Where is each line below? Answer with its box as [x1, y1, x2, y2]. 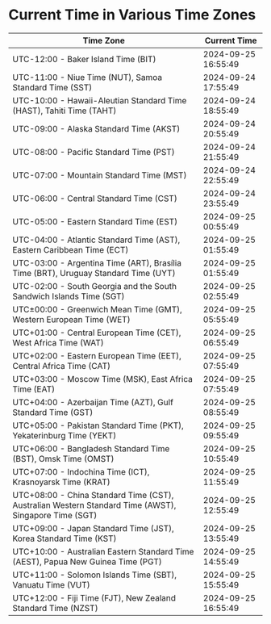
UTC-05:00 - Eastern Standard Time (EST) [12, 216, 178, 227]
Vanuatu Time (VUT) [12, 579, 90, 590]
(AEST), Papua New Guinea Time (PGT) [12, 555, 163, 567]
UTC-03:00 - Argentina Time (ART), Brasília [12, 257, 181, 268]
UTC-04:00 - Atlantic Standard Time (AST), [12, 234, 181, 245]
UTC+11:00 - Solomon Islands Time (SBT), [12, 569, 177, 580]
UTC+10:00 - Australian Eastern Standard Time [12, 546, 194, 557]
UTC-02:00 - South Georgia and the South [12, 280, 177, 291]
